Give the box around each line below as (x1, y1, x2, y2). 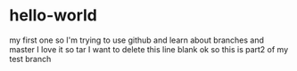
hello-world (9, 5, 98, 26)
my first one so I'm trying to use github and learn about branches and (9, 35, 265, 45)
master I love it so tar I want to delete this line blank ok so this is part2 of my (9, 43, 289, 54)
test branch (9, 53, 52, 64)
